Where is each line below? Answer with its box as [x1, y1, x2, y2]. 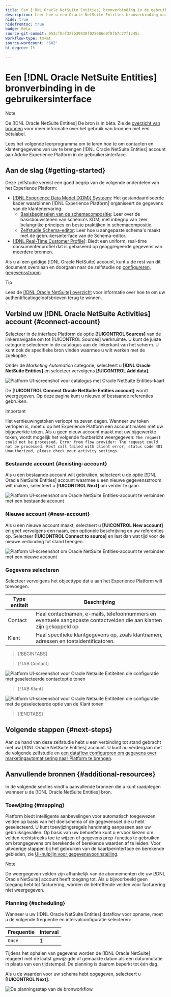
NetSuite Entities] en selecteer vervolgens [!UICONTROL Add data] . [5, 368, 150, 374]
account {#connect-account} [5, 317, 101, 326]
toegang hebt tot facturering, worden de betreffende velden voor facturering [5, 882, 166, 888]
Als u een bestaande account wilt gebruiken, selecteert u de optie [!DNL [5, 472, 157, 478]
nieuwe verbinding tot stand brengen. [5, 538, 84, 544]
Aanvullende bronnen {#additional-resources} [5, 770, 156, 779]
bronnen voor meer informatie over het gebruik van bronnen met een [5, 125, 150, 131]
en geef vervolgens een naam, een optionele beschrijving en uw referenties [5, 527, 164, 534]
